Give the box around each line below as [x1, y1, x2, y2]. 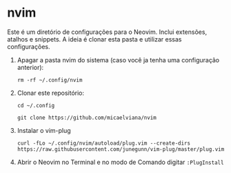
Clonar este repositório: [17, 89, 85, 97]
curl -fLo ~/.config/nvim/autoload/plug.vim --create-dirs [17, 140, 191, 147]
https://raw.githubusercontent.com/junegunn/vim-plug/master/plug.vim [17, 145, 225, 153]
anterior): [17, 63, 44, 71]
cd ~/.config [17, 102, 55, 109]
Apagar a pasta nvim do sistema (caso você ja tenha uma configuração [17, 55, 220, 64]
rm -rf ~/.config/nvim [17, 76, 83, 84]
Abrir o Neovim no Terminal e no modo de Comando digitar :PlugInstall [17, 158, 224, 166]
